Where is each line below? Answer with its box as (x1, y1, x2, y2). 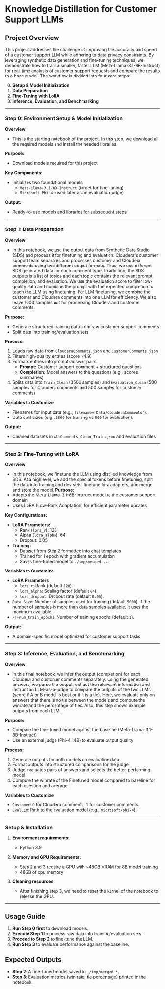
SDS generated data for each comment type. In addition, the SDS (12, 267, 144, 273)
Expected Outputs (5, 955, 62, 964)
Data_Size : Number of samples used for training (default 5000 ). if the (12, 598, 151, 604)
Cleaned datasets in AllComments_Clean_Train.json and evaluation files (12, 433, 156, 439)
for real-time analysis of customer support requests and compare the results (5, 68, 160, 74)
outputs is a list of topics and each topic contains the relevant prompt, (12, 273, 154, 279)
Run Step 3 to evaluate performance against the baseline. (12, 941, 129, 947)
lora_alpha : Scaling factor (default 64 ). (19, 588, 98, 594)
